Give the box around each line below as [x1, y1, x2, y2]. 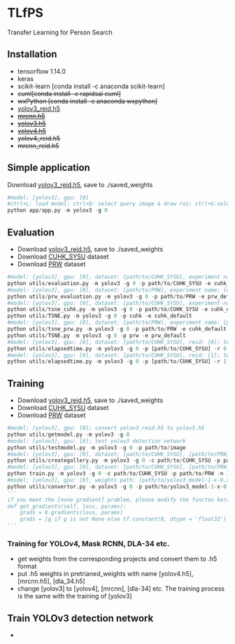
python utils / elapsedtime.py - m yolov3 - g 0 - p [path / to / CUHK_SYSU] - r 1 [7, 358, 227, 365]
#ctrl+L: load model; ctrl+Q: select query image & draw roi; [7, 200, 192, 207]
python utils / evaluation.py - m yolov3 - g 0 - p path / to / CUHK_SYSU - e [7, 280, 211, 287]
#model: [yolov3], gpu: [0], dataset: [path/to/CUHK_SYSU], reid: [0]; [7, 338, 220, 345]
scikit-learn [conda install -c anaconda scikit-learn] [17, 82, 166, 90]
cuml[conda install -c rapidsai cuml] [17, 89, 121, 97]
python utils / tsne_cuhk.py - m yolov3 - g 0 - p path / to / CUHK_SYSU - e [7, 306, 208, 313]
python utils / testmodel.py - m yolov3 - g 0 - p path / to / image [7, 444, 187, 451]
